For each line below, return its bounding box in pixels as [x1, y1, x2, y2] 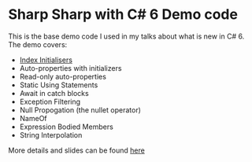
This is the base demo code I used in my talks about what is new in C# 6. [8, 31, 245, 41]
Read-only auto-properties [19, 72, 106, 81]
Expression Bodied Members [19, 122, 114, 131]
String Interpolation [19, 130, 83, 139]
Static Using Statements [19, 80, 98, 90]
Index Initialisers [19, 55, 73, 64]
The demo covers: [8, 39, 68, 49]
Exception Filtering [19, 97, 81, 106]
